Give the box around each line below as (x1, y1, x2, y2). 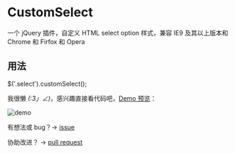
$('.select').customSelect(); (7, 79, 87, 88)
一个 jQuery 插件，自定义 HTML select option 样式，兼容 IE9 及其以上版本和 (7, 28, 229, 37)
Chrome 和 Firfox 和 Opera (7, 37, 85, 46)
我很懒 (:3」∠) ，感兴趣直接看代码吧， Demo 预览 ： (7, 93, 157, 103)
